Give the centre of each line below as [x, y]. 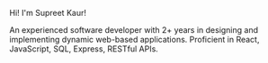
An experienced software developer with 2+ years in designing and [134, 30]
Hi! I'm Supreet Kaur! [48, 13]
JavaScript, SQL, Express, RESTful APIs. [84, 49]
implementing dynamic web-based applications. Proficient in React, [134, 39]
